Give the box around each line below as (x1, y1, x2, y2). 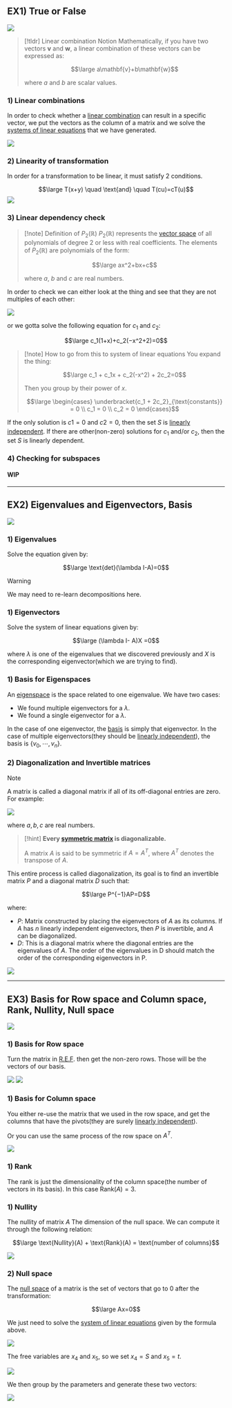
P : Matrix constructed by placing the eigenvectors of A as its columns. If (17, 917, 223, 925)
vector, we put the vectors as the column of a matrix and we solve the (7, 119, 206, 127)
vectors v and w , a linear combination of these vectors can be (23, 44, 201, 53)
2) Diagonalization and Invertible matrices (7, 758, 151, 768)
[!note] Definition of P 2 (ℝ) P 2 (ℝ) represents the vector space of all (23, 229, 212, 239)
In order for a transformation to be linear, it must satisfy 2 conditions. (7, 172, 203, 180)
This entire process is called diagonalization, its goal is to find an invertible (7, 869, 219, 878)
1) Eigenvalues (7, 534, 57, 544)
